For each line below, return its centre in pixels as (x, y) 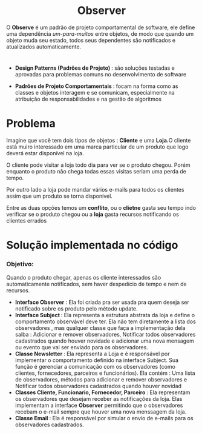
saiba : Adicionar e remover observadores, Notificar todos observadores (105, 334)
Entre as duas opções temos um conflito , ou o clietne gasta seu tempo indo (101, 208)
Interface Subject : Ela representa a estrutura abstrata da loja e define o (105, 315)
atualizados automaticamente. (44, 47)
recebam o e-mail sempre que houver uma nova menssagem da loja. (101, 411)
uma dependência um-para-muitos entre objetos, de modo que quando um (100, 33)
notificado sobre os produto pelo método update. (76, 308)
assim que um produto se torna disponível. (60, 196)
